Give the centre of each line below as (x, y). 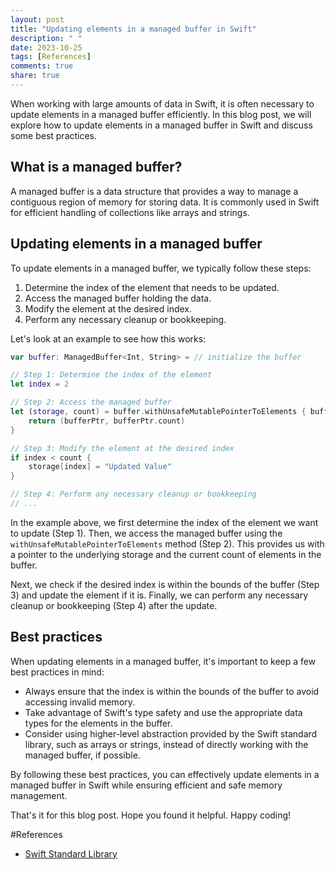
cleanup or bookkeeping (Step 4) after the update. (114, 605)
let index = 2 (40, 384)
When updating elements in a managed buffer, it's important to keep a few (163, 661)
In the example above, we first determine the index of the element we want (164, 522)
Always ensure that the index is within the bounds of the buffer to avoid (172, 691)
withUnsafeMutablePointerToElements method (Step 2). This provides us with (167, 543)
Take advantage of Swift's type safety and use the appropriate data (163, 712)
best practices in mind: (57, 672)
